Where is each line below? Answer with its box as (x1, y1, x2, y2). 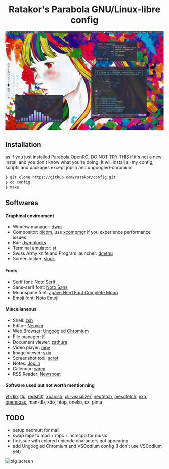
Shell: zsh (12, 317, 33, 323)
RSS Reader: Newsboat (12, 371, 61, 377)
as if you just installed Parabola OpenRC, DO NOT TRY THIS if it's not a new (5, 154, 162, 160)
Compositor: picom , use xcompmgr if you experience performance (12, 229, 151, 235)
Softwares (5, 198, 39, 207)
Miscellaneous (5, 306, 37, 312)
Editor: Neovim (12, 322, 44, 328)
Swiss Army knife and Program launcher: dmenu (12, 250, 113, 256)
